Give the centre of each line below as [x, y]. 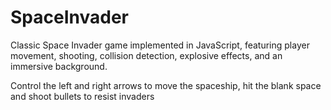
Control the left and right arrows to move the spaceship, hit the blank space [166, 85]
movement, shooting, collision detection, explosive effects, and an [146, 55]
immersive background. [59, 66]
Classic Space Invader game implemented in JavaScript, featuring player [160, 45]
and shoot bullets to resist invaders [82, 96]
